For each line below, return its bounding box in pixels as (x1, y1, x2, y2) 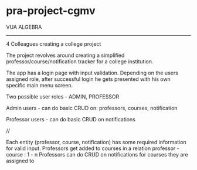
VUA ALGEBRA (6, 23, 42, 30)
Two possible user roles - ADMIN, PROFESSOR (6, 93, 120, 100)
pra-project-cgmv (6, 4, 96, 18)
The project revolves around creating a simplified (6, 52, 125, 59)
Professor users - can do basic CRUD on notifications (6, 115, 136, 123)
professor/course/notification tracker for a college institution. (6, 57, 154, 65)
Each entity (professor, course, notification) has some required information (6, 138, 186, 145)
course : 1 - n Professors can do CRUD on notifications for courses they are (6, 151, 189, 158)
